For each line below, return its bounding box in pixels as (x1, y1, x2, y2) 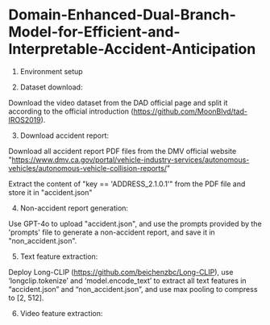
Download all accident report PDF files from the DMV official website (8, 146, 237, 156)
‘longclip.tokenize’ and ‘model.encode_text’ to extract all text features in (8, 276, 247, 285)
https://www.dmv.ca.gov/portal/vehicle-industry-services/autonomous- (11, 155, 250, 165)
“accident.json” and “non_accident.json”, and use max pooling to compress (8, 284, 258, 294)
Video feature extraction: (19, 308, 103, 318)
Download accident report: (19, 131, 110, 140)
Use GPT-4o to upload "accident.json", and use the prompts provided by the (8, 219, 262, 228)
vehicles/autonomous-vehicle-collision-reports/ (8, 163, 168, 173)
